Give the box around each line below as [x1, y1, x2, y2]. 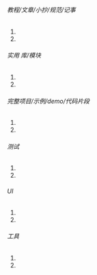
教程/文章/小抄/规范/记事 [7, 5, 77, 14]
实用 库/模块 [7, 51, 41, 60]
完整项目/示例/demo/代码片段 [7, 97, 90, 105]
